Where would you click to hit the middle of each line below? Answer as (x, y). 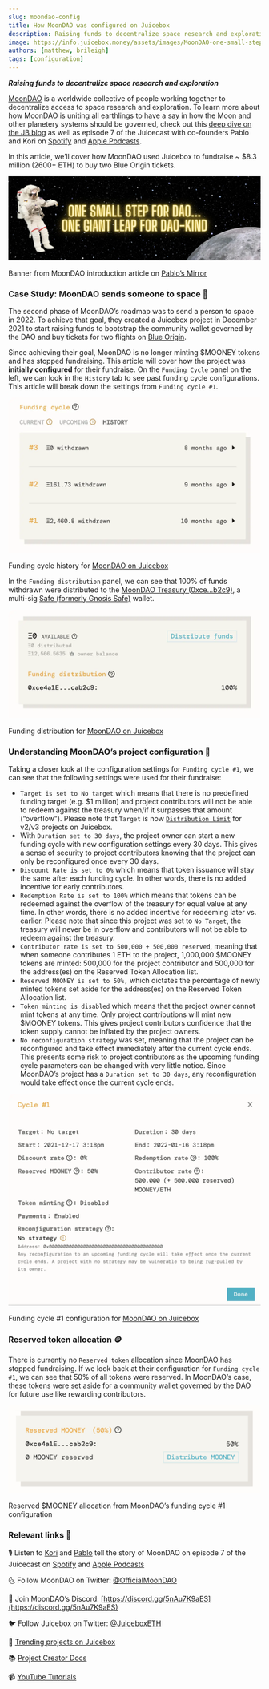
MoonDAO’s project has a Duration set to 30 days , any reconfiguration (138, 1074)
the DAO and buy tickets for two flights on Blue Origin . (97, 337)
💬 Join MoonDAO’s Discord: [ (56, 1599)
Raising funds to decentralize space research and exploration (113, 83)
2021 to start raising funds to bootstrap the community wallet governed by (131, 329)
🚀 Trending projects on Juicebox (62, 1642)
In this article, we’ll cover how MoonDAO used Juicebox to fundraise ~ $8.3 (133, 157)
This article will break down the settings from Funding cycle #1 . (113, 387)
